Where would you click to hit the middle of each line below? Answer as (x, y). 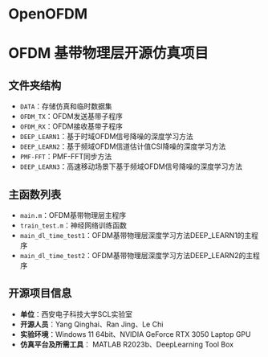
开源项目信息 (40, 293)
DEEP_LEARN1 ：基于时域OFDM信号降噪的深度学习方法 (107, 137)
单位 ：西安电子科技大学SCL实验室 (76, 314)
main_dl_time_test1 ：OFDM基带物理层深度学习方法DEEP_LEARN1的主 (136, 235)
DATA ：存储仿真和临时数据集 (66, 106)
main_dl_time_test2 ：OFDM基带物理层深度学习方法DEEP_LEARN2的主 (136, 255)
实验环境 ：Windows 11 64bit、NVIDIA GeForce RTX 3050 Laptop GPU (135, 334)
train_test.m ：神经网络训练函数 (73, 225)
